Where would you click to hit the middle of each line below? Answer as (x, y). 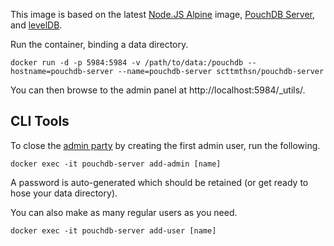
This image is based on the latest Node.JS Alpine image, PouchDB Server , (163, 14)
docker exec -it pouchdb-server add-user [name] (113, 230)
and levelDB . (36, 25)
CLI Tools (40, 121)
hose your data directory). (64, 193)
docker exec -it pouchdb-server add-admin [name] (116, 164)
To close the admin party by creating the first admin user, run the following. (165, 145)
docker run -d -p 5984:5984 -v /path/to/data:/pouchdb (127, 63)
